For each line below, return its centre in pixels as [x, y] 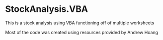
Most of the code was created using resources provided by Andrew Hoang [81, 32]
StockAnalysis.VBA [47, 9]
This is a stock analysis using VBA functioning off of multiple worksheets [80, 23]
